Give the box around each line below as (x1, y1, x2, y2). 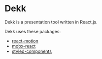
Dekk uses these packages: (4, 28, 61, 34)
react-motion (11, 38, 39, 44)
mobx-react (11, 43, 36, 49)
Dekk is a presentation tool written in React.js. (4, 19, 98, 25)
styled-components (11, 48, 52, 54)
